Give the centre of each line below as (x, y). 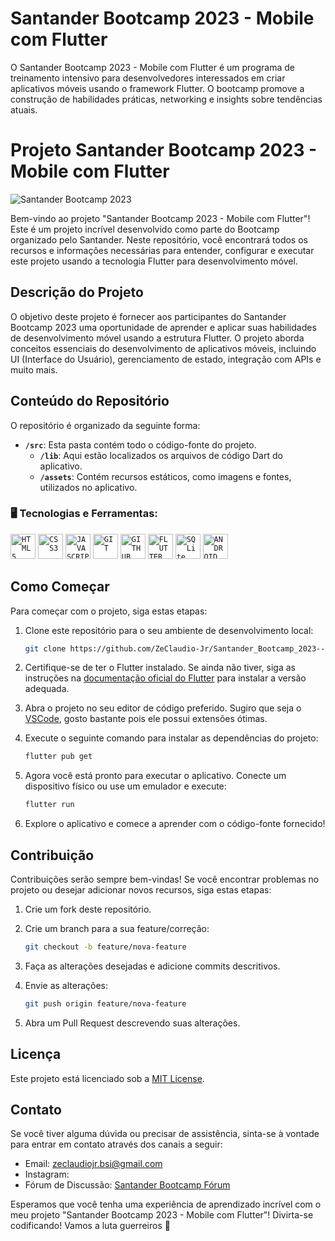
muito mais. (34, 369)
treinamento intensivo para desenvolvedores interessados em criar (148, 78)
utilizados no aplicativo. (88, 487)
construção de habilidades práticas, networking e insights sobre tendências (166, 99)
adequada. (47, 689)
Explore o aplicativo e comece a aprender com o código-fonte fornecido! (175, 824)
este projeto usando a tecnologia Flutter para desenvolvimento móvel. (154, 261)
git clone (45, 648)
